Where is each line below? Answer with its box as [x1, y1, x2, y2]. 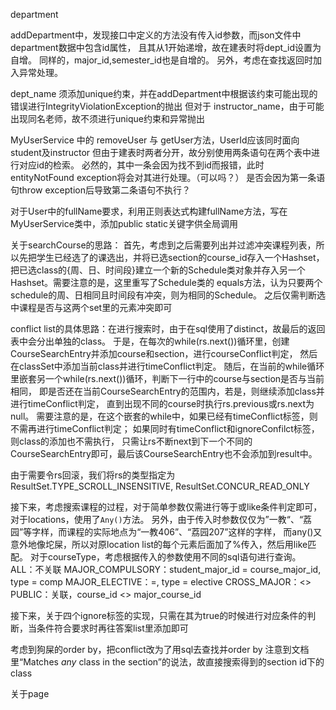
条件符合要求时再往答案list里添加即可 [36, 622, 189, 634]
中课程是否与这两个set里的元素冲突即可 [10, 302, 173, 313]
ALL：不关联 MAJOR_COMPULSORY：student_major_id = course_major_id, [10, 564, 322, 575]
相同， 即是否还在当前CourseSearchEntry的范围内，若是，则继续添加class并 [10, 385, 325, 397]
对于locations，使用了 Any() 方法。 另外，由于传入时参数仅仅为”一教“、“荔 [10, 514, 313, 525]
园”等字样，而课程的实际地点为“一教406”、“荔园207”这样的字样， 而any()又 [10, 526, 323, 538]
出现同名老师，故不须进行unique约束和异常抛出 [10, 113, 205, 124]
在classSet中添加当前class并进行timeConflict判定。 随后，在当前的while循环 [10, 360, 325, 372]
